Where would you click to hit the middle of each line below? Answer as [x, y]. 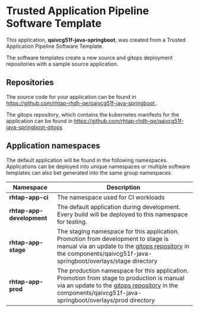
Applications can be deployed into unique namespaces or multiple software [98, 166]
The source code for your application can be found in [71, 97]
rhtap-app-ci [29, 197]
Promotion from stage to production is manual [121, 278]
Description [123, 187]
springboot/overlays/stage [94, 260]
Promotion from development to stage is [113, 239]
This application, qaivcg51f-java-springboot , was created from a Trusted [96, 40]
